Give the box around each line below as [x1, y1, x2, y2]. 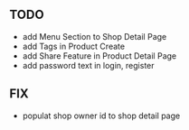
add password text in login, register [22, 60, 156, 70]
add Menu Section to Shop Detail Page [22, 31, 167, 42]
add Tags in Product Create [22, 41, 125, 51]
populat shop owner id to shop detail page [22, 110, 181, 121]
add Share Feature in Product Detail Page [22, 50, 177, 61]
